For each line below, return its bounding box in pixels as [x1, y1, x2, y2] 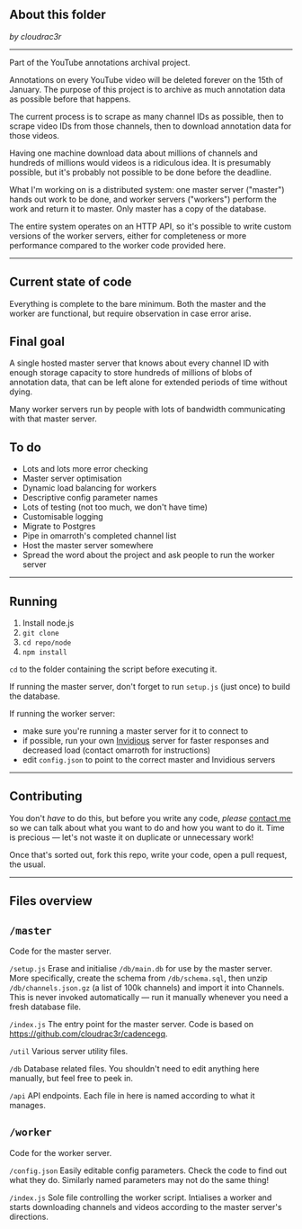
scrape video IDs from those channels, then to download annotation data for [9, 121, 292, 131]
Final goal [9, 334, 66, 349]
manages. [9, 1100, 47, 1111]
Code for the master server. [9, 945, 112, 957]
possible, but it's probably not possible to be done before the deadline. [9, 167, 272, 177]
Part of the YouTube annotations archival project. [9, 57, 191, 68]
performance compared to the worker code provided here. [9, 239, 226, 250]
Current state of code [9, 275, 132, 290]
